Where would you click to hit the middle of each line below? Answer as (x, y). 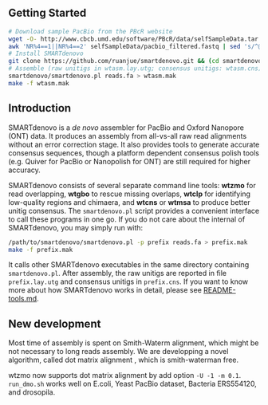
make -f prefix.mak (41, 250)
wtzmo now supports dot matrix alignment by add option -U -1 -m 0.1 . (125, 376)
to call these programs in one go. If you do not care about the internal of (127, 219)
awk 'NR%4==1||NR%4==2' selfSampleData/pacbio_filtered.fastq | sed (124, 46)
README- (220, 290)
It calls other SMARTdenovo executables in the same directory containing (129, 265)
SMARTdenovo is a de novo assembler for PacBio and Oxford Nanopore (126, 128)
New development (55, 323)
